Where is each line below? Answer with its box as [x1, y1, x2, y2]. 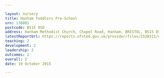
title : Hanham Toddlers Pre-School [5, 16, 78, 21]
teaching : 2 [5, 39, 29, 44]
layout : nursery [5, 11, 38, 16]
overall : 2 [5, 57, 27, 61]
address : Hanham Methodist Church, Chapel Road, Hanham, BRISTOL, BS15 [5, 30, 154, 35]
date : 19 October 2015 [5, 61, 51, 66]
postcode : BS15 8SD [5, 25, 45, 30]
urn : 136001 [5, 20, 29, 25]
